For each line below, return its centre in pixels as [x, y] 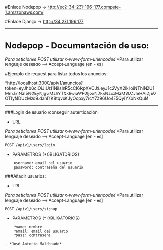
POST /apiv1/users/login [30, 145]
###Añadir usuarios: [25, 176]
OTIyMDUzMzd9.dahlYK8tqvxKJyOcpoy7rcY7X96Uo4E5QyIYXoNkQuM [77, 98]
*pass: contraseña [32, 235]
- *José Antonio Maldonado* [33, 244]
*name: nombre [28, 227]
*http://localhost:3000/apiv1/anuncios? [44, 83]
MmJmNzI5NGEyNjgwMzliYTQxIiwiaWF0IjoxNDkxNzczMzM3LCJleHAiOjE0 [81, 93]
